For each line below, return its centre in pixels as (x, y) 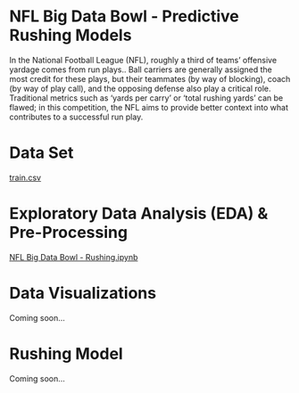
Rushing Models (71, 35)
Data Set (42, 153)
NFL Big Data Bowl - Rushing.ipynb (74, 257)
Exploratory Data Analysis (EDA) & (139, 213)
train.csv (25, 177)
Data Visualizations (83, 293)
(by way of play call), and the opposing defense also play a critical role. (140, 88)
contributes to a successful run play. (76, 117)
